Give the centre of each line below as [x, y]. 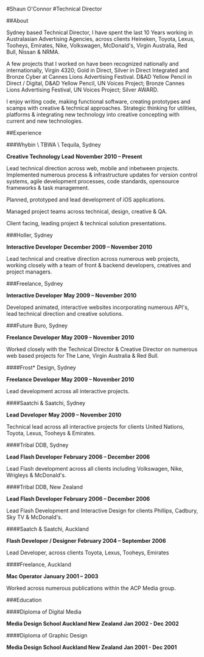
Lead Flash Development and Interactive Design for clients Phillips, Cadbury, [102, 510]
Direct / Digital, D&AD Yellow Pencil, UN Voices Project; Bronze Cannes [95, 83]
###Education [24, 600]
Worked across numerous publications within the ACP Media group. [91, 588]
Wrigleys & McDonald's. [36, 475]
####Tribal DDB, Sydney [37, 445]
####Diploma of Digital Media [44, 612]
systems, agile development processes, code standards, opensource [93, 181]
